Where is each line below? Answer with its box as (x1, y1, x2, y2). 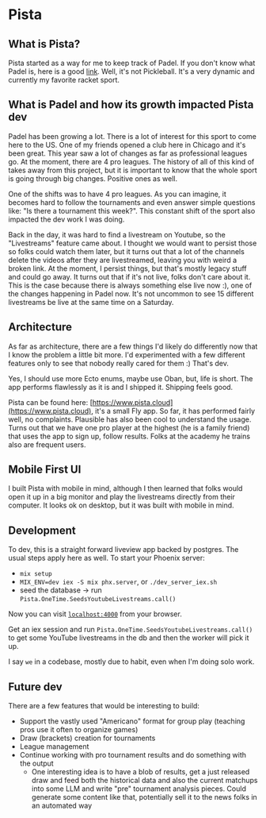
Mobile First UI (8, 463, 82, 477)
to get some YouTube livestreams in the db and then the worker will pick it (8, 633, 249, 642)
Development (8, 523, 77, 537)
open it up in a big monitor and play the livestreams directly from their (8, 492, 236, 502)
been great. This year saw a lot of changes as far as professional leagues (8, 149, 248, 158)
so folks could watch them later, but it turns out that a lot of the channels (8, 246, 245, 256)
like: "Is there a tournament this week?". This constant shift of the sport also (8, 206, 256, 215)
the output (19, 758, 54, 768)
